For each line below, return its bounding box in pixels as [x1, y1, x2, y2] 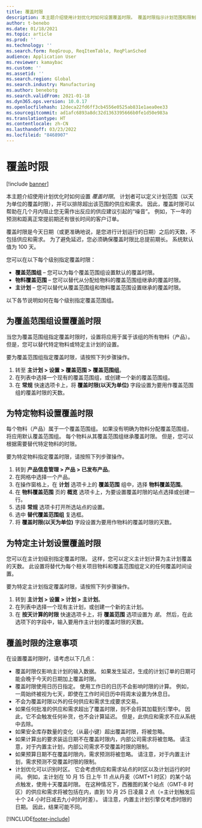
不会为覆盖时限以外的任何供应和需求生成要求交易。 [14, 698, 142, 705]
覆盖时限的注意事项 [6, 638, 78, 648]
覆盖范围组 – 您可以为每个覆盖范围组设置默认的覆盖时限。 [14, 269, 158, 276]
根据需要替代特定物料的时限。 [6, 441, 80, 448]
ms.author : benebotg [6, 87, 58, 93]
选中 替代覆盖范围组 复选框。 [14, 511, 87, 518]
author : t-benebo [6, 20, 50, 26]
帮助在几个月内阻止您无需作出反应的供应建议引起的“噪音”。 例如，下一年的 [6, 207, 192, 215]
